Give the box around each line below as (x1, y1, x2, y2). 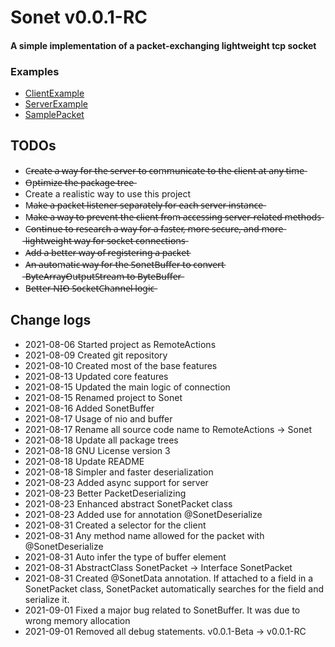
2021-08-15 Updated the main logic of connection (24, 381, 231, 393)
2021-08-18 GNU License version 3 (24, 444, 171, 456)
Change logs (10, 312, 92, 329)
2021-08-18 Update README (24, 455, 145, 467)
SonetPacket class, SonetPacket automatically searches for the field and (24, 582, 325, 595)
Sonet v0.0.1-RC (10, 6, 148, 29)
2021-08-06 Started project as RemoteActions (24, 338, 217, 350)
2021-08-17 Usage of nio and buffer (24, 412, 173, 425)
